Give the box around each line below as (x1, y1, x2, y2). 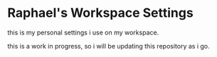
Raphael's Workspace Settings (7, 5, 194, 21)
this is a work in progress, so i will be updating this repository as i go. (7, 42, 210, 50)
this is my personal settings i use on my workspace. (7, 28, 159, 37)
